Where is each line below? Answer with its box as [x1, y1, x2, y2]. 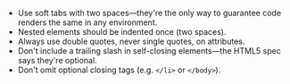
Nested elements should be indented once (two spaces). [17, 27, 227, 37]
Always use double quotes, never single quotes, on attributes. [17, 36, 245, 46]
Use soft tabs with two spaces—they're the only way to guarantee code [17, 8, 282, 18]
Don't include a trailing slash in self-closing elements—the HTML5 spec [17, 46, 281, 56]
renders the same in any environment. [17, 17, 158, 28]
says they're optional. [17, 55, 97, 65]
